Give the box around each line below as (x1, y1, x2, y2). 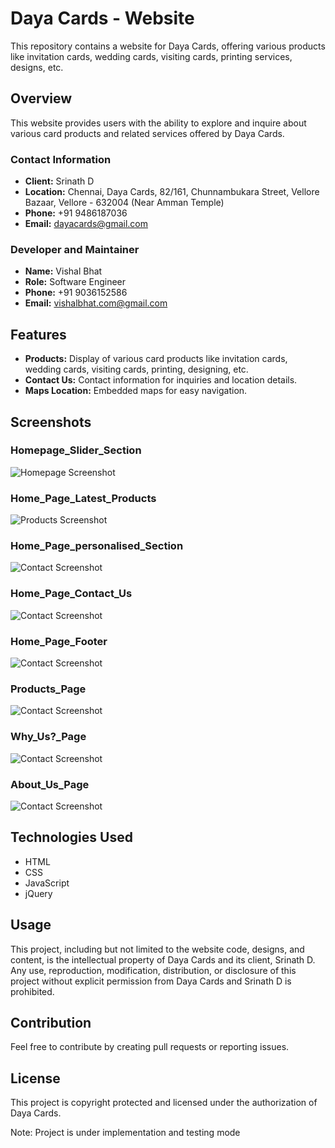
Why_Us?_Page (10, 730, 87, 744)
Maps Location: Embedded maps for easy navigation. (24, 385, 248, 397)
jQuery (24, 887, 53, 899)
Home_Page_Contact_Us (10, 587, 133, 601)
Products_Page (10, 682, 87, 696)
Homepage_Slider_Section (10, 443, 142, 457)
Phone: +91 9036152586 (24, 287, 128, 299)
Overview (10, 90, 73, 107)
